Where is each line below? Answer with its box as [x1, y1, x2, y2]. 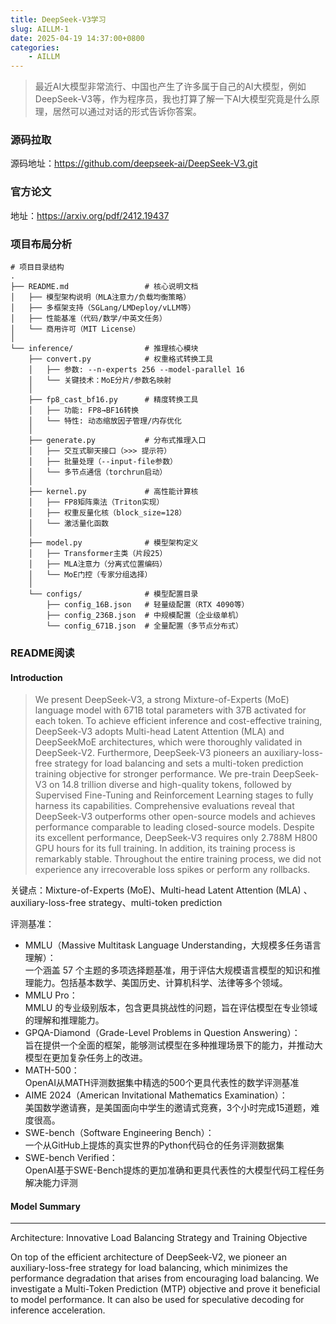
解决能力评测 [24, 1177, 78, 1189]
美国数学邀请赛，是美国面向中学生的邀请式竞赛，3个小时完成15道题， [24, 1102, 312, 1114]
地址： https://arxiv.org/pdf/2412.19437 [10, 209, 170, 221]
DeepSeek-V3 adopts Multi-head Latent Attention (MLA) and [34, 726, 285, 738]
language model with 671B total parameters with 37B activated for [34, 704, 307, 716]
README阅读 [10, 646, 75, 660]
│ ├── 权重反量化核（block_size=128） [28, 508, 187, 518]
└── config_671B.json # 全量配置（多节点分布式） [46, 621, 243, 631]
